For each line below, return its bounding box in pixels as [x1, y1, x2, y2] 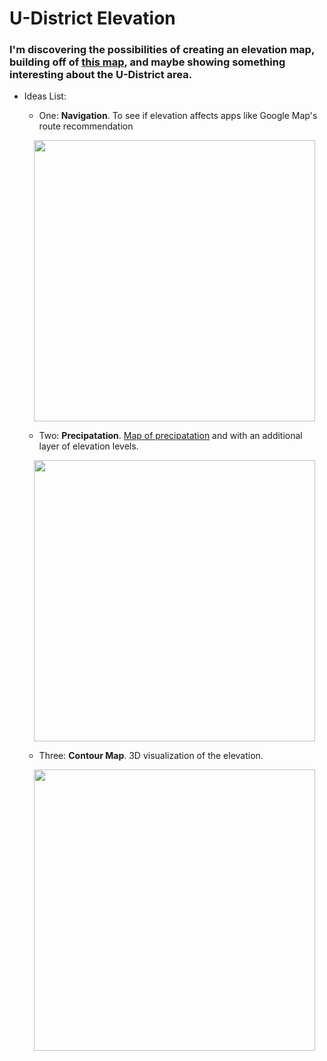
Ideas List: [23, 90, 67, 102]
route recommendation [38, 120, 134, 132]
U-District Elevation [9, 7, 176, 30]
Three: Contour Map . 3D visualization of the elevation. [38, 750, 264, 762]
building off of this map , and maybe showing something [9, 55, 286, 69]
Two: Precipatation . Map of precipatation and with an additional [38, 430, 303, 442]
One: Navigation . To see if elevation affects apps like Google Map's [38, 110, 318, 122]
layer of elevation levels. [38, 440, 139, 452]
